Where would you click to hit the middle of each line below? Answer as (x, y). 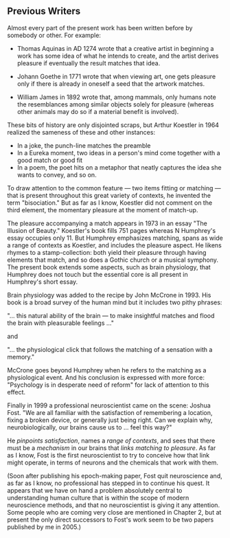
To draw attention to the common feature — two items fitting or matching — (114, 188)
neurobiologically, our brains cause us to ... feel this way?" (90, 427)
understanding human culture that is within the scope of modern (98, 497)
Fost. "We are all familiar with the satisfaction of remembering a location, (110, 412)
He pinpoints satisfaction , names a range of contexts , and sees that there (111, 440)
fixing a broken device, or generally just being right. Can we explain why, (110, 420)
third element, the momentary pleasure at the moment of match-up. (103, 210)
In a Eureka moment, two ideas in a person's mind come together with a (119, 153)
